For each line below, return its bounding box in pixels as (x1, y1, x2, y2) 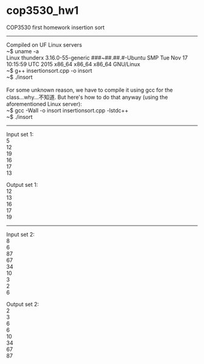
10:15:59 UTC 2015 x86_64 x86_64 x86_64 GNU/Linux (6, 60, 141, 67)
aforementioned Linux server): (6, 100, 82, 107)
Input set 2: (6, 231, 35, 238)
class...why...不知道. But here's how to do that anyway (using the (6, 93, 168, 101)
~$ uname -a (6, 47, 39, 55)
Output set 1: (6, 181, 38, 188)
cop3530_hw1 (6, 4, 79, 18)
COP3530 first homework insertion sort (6, 24, 105, 31)
